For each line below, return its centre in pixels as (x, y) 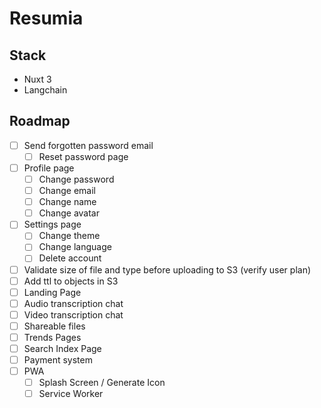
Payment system (58, 360)
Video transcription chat (73, 314)
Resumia (46, 18)
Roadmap (40, 121)
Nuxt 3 (37, 79)
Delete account (70, 258)
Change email (67, 191)
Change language (75, 247)
